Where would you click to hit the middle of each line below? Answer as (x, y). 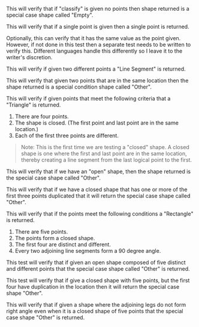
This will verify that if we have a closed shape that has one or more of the (97, 189)
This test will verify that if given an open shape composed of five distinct (96, 262)
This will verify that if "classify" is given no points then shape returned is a (98, 9)
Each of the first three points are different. (67, 135)
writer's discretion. (29, 57)
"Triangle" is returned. (34, 105)
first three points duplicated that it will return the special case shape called (98, 196)
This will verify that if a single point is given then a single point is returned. (98, 27)
